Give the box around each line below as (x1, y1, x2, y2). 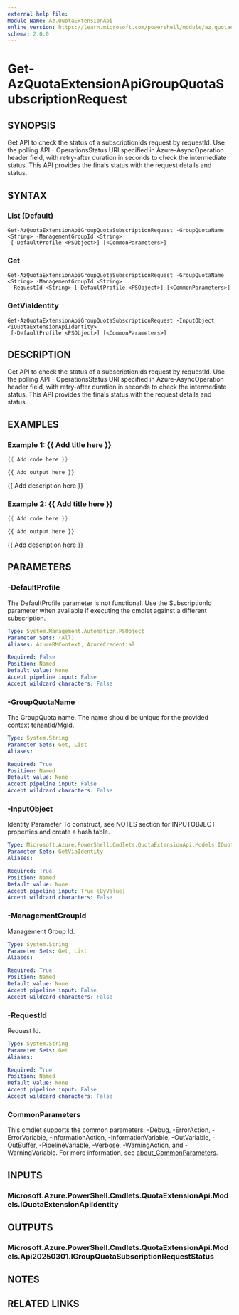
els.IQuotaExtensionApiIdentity (7, 1199, 119, 1209)
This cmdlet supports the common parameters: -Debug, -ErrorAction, (7, 1126, 211, 1134)
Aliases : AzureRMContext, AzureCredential (7, 641, 135, 648)
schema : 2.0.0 (7, 30, 50, 38)
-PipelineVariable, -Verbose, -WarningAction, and (38, 1141, 184, 1150)
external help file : (7, 10, 69, 18)
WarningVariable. (7, 1148, 58, 1157)
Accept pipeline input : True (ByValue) (7, 887, 126, 894)
